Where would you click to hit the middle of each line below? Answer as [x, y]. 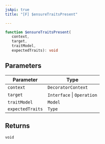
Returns [18, 126]
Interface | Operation [72, 95]
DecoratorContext [68, 87]
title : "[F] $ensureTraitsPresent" [41, 14]
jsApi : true [17, 10]
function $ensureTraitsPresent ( [38, 32]
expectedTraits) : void [35, 50]
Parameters [23, 66]
